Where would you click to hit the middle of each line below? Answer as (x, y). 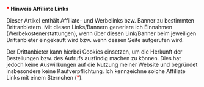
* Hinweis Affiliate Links (38, 9)
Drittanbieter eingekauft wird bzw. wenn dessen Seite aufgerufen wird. (95, 40)
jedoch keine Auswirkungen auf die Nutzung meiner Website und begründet (102, 64)
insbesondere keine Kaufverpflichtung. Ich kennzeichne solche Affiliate (96, 71)
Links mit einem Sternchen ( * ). (45, 78)
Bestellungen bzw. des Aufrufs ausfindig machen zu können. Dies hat (94, 58)
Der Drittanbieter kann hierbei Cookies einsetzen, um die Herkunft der (94, 52)
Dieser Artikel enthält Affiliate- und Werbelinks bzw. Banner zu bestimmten (100, 20)
